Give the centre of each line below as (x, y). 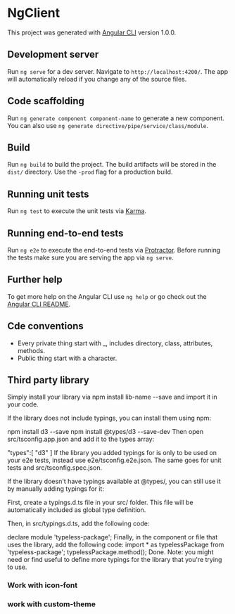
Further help (35, 280)
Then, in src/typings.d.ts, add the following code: (78, 524)
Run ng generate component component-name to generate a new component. (116, 118)
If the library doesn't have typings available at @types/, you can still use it (114, 481)
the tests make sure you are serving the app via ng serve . (90, 257)
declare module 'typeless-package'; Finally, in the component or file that (113, 537)
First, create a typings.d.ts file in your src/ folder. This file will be (100, 503)
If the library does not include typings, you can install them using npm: (109, 418)
